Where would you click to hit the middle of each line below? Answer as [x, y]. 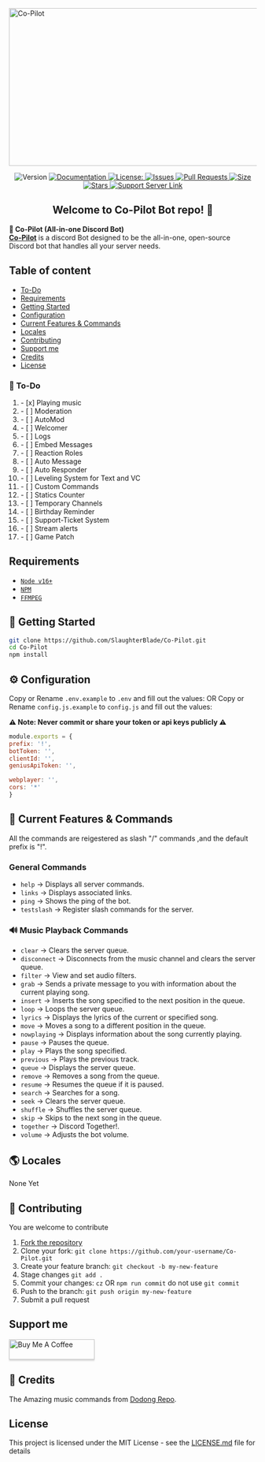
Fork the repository [52, 1243]
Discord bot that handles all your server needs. [85, 246]
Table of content [50, 271]
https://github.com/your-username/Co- [173, 1252]
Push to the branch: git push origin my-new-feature [106, 1292]
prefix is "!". [28, 846]
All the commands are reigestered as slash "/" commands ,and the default [129, 838]
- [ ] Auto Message [51, 461]
